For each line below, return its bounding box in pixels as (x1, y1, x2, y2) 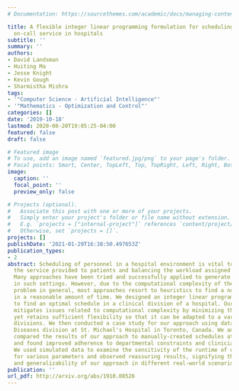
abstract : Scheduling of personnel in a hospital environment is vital (7, 260, 224, 267)
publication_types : (7, 247, 65, 255)
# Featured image (7, 149, 59, 156)
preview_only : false (14, 188, 75, 195)
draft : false (7, 136, 46, 143)
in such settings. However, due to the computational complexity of (14, 280, 221, 288)
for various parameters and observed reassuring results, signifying (14, 353, 224, 360)
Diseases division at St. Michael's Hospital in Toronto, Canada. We (14, 326, 224, 334)
